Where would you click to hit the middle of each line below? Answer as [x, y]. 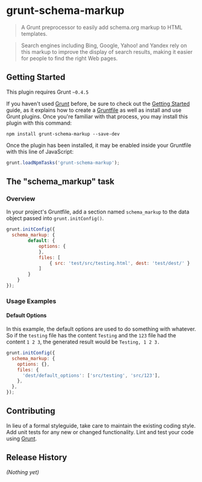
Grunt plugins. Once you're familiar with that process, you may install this [97, 116]
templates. [34, 33]
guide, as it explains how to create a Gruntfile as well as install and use [94, 110]
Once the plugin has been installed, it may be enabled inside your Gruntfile [99, 145]
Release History [37, 458]
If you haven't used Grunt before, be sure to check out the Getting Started [98, 103]
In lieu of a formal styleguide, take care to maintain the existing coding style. [101, 425]
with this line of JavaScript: [40, 151]
